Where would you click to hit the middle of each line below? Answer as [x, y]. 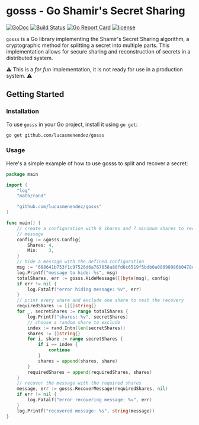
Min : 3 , [41, 251]
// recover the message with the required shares [79, 383]
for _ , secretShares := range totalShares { [73, 311]
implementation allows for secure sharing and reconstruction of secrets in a [98, 51]
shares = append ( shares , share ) [78, 361]
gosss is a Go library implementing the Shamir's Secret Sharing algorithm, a [98, 39]
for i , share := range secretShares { [75, 339]
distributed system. [30, 58]
